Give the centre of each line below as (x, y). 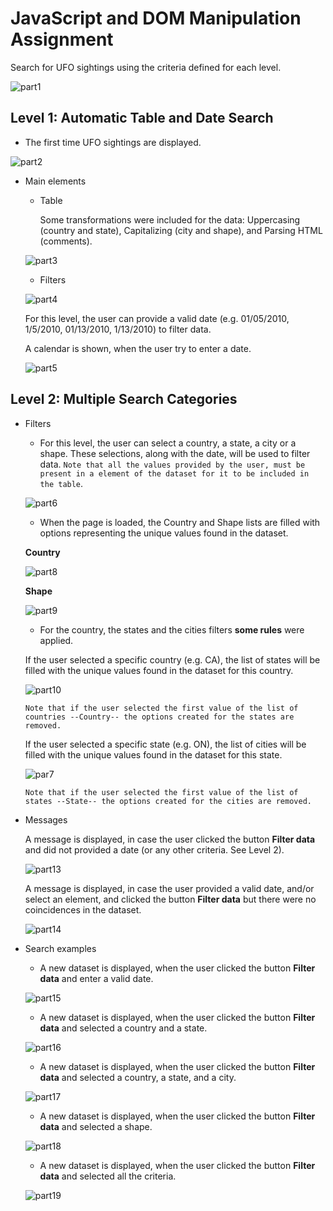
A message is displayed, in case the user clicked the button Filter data (170, 839)
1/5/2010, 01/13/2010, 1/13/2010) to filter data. (118, 329)
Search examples (60, 948)
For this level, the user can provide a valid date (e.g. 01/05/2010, (157, 318)
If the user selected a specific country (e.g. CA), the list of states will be (172, 659)
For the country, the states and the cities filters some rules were (172, 629)
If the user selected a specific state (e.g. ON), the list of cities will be (165, 744)
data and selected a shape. (96, 1126)
